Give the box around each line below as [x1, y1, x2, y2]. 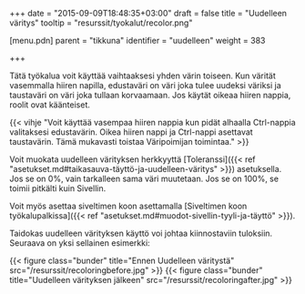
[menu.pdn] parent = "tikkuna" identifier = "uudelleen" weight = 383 [9, 35, 266, 46]
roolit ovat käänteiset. [9, 99, 91, 110]
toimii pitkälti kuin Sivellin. [9, 183, 107, 194]
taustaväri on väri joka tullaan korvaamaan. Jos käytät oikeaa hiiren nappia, [9, 90, 291, 100]
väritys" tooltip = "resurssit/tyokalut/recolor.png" [9, 17, 193, 28]
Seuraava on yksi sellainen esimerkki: [9, 238, 150, 248]
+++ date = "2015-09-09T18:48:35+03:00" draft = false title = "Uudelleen [9, 8, 288, 18]
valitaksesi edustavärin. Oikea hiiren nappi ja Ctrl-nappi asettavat [9, 127, 253, 137]
